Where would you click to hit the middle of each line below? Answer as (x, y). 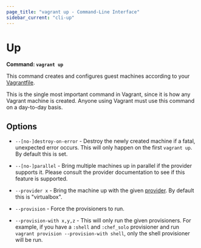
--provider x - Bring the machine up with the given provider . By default (104, 191)
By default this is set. (41, 154)
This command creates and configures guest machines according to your (98, 76)
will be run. (29, 240)
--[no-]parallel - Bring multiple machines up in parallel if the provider (104, 166)
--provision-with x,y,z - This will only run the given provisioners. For (103, 221)
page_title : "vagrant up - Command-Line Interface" (73, 12)
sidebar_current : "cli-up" (40, 18)
